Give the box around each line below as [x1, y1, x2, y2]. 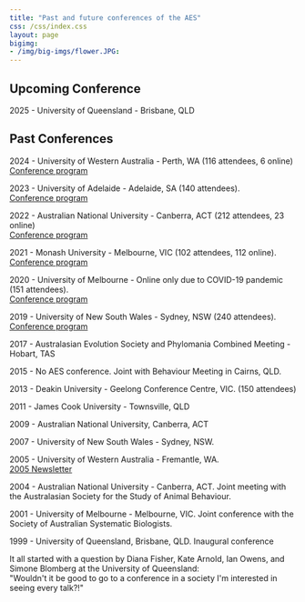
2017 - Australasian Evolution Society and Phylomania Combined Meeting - [9, 338, 291, 349]
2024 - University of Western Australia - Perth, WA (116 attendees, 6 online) [9, 156, 294, 166]
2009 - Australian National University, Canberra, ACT [9, 418, 209, 429]
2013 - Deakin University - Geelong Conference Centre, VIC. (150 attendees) [9, 383, 297, 394]
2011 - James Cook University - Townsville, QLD [9, 401, 190, 412]
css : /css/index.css [9, 22, 88, 31]
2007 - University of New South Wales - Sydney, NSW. [9, 436, 215, 446]
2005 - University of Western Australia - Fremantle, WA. [9, 454, 220, 465]
